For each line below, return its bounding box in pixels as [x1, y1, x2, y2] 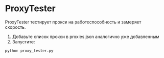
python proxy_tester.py [5, 48, 54, 53]
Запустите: [12, 39, 35, 44]
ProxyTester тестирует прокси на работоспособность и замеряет [5, 19, 141, 25]
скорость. [5, 24, 26, 30]
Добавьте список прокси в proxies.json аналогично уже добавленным [12, 34, 160, 39]
